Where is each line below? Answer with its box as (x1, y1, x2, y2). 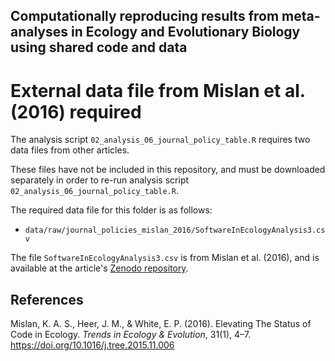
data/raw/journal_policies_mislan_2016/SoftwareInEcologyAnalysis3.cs (24, 225, 326, 236)
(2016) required (10, 100, 142, 123)
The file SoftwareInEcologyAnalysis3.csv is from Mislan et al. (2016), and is (10, 252, 320, 264)
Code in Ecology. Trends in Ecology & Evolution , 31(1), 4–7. (10, 329, 252, 341)
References (10, 291, 84, 308)
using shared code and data (10, 39, 188, 56)
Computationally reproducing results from (10, 8, 280, 25)
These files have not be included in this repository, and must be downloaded (10, 164, 326, 176)
